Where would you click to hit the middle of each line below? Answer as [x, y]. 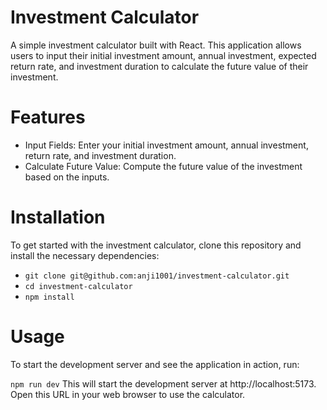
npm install [49, 297]
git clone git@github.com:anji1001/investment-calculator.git [157, 276]
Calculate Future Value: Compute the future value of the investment [163, 166]
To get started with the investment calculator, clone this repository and [156, 245]
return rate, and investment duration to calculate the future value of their [159, 66]
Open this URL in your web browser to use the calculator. [128, 394]
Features [48, 117]
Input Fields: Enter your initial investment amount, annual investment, [166, 145]
